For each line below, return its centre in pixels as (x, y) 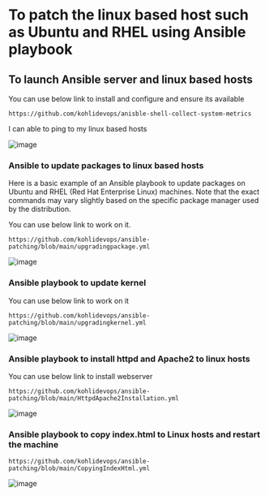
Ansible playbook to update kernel (77, 283)
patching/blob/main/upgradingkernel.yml (78, 322)
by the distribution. (40, 209)
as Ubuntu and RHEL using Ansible (127, 32)
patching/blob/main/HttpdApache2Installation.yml (94, 398)
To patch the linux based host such (128, 15)
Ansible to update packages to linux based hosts (106, 166)
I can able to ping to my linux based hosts (78, 129)
